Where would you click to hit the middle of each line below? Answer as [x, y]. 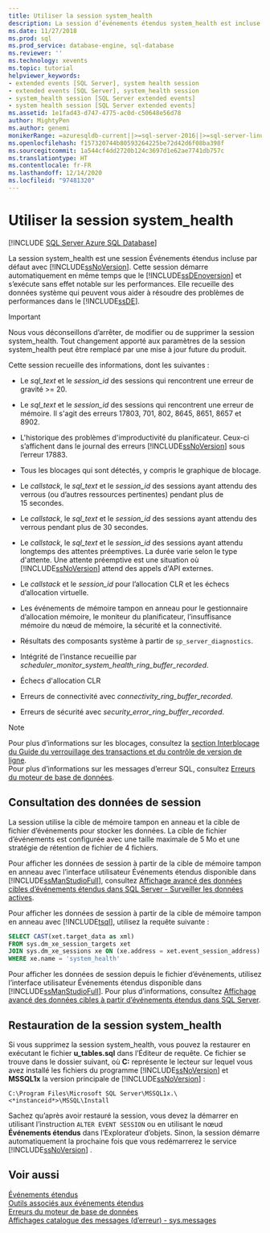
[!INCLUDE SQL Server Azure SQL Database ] [83, 242]
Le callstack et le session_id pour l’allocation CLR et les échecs [125, 584]
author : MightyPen [39, 121]
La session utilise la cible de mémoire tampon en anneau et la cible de [124, 821]
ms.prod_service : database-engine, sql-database [91, 46]
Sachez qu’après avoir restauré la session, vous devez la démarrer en [123, 1115]
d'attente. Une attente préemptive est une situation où [109, 560]
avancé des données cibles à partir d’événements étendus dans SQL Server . [135, 1000]
